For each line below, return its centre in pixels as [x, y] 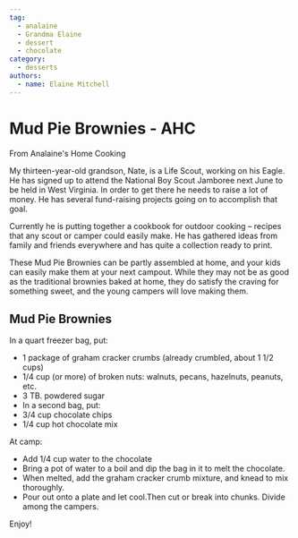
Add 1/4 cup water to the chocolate [87, 459]
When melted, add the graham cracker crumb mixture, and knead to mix [155, 478]
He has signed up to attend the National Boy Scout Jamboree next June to [146, 180]
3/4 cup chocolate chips [67, 415]
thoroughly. [43, 488]
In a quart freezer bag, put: [59, 340]
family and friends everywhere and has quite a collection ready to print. [141, 245]
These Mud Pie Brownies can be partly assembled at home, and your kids [145, 262]
